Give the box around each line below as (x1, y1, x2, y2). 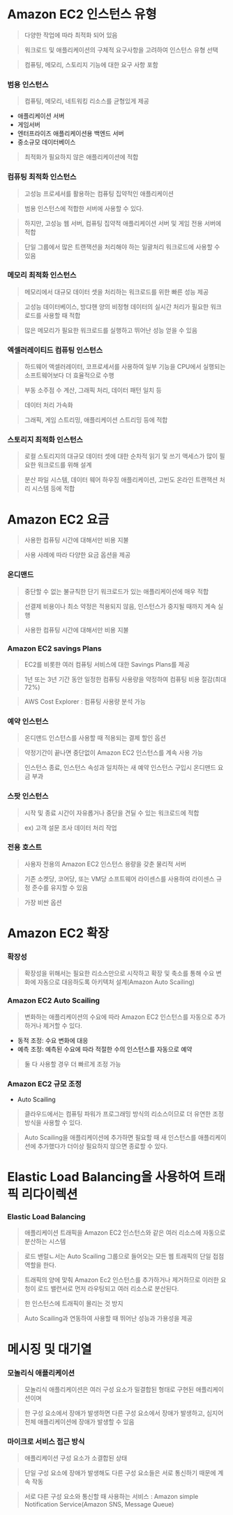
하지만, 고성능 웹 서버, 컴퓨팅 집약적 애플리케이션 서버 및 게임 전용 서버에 (24, 219, 222, 227)
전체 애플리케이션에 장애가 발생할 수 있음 (24, 1417, 135, 1426)
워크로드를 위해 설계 (37, 461, 92, 469)
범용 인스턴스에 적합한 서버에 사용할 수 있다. (24, 204, 144, 212)
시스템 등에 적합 (31, 484, 75, 493)
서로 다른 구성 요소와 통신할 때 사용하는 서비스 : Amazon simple (24, 1493, 199, 1501)
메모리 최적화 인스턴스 (7, 270, 77, 280)
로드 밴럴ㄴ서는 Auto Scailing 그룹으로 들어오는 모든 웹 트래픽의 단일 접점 (24, 1252, 225, 1261)
